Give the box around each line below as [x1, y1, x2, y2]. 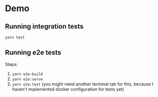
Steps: [5, 61, 18, 67]
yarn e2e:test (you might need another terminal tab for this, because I [12, 81, 154, 87]
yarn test [5, 35, 25, 40]
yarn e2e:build [12, 71, 43, 77]
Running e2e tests [5, 48, 62, 57]
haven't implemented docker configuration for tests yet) [12, 86, 124, 92]
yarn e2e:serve [12, 77, 43, 81]
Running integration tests [5, 22, 84, 31]
